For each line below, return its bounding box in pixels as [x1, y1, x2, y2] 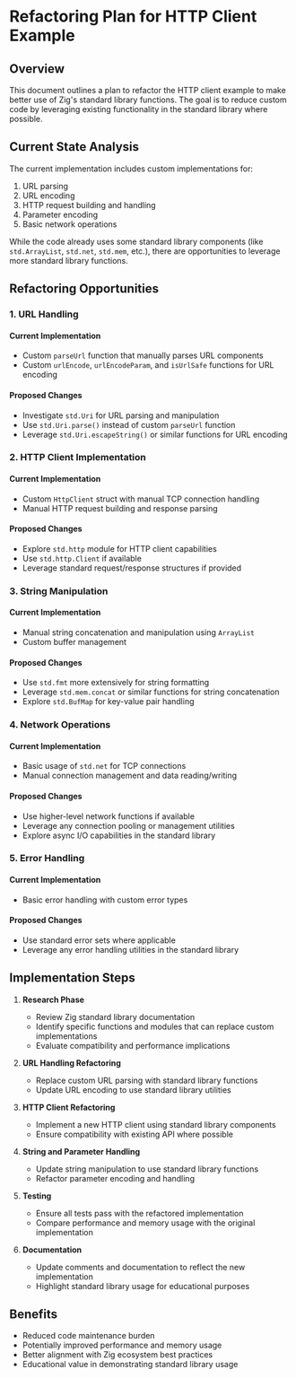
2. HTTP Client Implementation [9, 451, 146, 464]
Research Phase [22, 994, 85, 1005]
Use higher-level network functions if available [22, 810, 196, 822]
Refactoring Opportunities [9, 281, 160, 297]
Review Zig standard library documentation [35, 1011, 196, 1022]
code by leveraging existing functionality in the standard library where [9, 104, 268, 114]
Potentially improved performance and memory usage [22, 1339, 222, 1351]
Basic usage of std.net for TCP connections [22, 761, 187, 772]
